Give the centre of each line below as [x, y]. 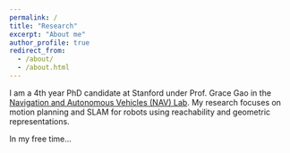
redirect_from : [38, 51]
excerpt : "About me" [48, 34]
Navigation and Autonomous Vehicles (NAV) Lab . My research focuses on [145, 102]
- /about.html [43, 68]
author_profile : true [50, 42]
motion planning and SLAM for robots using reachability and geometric [140, 112]
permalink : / [34, 17]
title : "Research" [43, 26]
